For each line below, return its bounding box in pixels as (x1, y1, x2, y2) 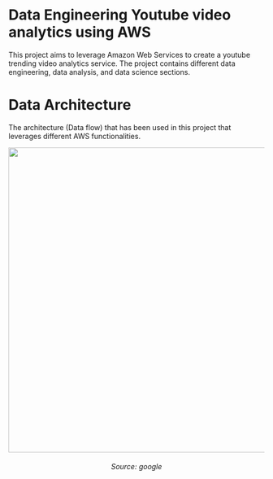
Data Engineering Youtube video (8, 6, 232, 24)
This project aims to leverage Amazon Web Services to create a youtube (8, 50, 250, 59)
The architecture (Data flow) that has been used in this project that (8, 122, 232, 132)
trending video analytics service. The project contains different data (8, 59, 236, 68)
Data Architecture (8, 96, 132, 115)
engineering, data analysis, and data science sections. (8, 67, 191, 76)
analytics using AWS (8, 23, 152, 41)
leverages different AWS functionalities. (8, 131, 141, 141)
